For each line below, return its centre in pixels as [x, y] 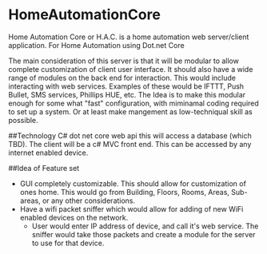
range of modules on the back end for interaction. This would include [122, 77]
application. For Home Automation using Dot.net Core [97, 45]
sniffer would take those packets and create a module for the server [143, 234]
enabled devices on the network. [74, 217]
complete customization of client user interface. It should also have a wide [131, 69]
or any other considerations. [89, 200]
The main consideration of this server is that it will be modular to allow [124, 61]
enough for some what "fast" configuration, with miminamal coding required [134, 103]
